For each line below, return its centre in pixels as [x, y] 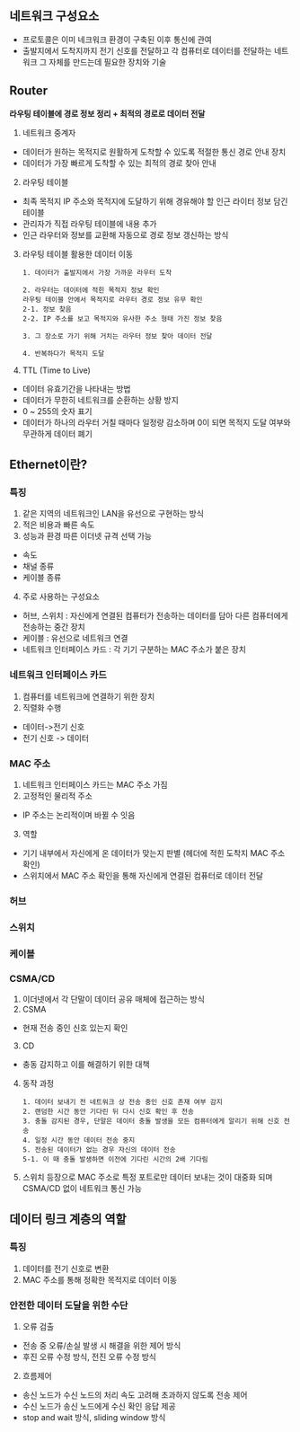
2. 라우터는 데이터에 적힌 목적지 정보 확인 [91, 290]
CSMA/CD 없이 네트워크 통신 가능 [82, 1188]
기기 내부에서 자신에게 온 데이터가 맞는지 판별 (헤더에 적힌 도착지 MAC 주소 [154, 853]
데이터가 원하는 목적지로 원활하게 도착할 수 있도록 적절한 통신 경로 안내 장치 [154, 152]
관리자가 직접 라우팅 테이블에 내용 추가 [89, 224]
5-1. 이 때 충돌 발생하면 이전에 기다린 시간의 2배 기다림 [115, 1159]
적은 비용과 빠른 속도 [58, 525]
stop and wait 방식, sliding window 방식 [94, 1417]
